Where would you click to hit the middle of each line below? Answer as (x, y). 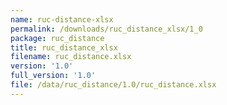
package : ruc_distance (57, 38)
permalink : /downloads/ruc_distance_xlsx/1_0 (106, 29)
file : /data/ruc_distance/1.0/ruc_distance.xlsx (113, 85)
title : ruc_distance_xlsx (64, 47)
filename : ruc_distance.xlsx (71, 57)
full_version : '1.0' (53, 76)
